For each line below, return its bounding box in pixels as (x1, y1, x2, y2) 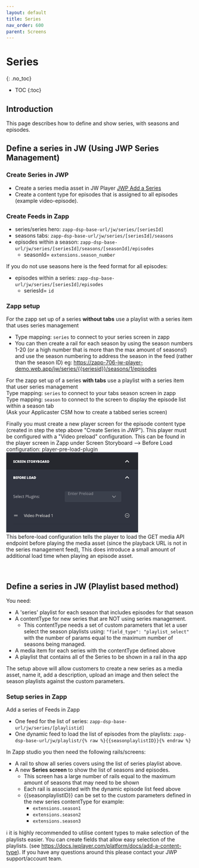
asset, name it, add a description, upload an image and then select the (6, 671, 179, 679)
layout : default (6, 10, 46, 16)
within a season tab (6, 402, 54, 409)
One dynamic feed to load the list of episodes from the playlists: (14, 730, 172, 738)
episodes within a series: (14, 274, 76, 281)
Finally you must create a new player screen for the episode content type (6, 420, 186, 427)
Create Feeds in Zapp (6, 212, 70, 220)
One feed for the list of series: (14, 718, 88, 725)
